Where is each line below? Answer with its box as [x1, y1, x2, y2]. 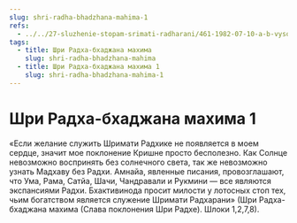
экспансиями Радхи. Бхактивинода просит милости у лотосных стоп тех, [9, 185, 286, 196]
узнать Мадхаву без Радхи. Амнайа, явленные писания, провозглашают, [9, 165, 285, 177]
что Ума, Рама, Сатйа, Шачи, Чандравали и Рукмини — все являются [9, 175, 272, 186]
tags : [9, 37, 29, 47]
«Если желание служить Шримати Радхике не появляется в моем [9, 138, 259, 149]
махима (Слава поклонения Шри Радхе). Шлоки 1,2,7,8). [48, 204, 260, 214]
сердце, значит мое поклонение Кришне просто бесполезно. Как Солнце [9, 147, 288, 158]
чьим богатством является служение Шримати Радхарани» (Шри [9, 194, 258, 204]
